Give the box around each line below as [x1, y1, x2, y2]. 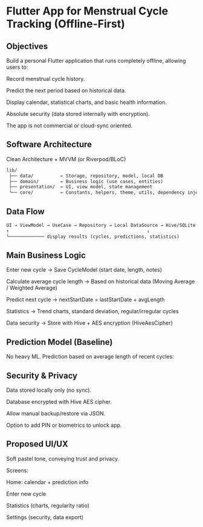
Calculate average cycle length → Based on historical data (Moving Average [6, 278, 195, 285]
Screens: [6, 467, 29, 474]
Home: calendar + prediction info [6, 478, 89, 485]
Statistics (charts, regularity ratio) [6, 502, 89, 509]
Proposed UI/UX [6, 439, 68, 449]
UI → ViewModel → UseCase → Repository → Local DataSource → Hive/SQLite [6, 222, 196, 228]
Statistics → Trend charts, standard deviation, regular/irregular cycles [6, 308, 179, 315]
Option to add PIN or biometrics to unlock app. [6, 421, 122, 429]
